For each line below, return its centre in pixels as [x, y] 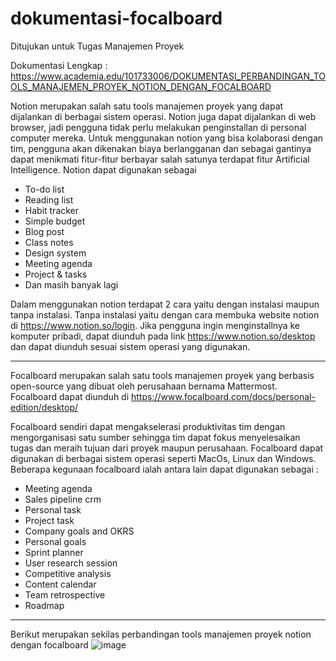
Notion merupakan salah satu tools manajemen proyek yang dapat [147, 106]
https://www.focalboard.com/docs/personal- [223, 396]
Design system [55, 253]
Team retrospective [65, 594]
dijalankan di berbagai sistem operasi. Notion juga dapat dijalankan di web [163, 116]
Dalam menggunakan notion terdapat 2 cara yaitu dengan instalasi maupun [165, 304]
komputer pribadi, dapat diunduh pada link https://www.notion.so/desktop [163, 336]
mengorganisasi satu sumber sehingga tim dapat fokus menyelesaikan [155, 437]
